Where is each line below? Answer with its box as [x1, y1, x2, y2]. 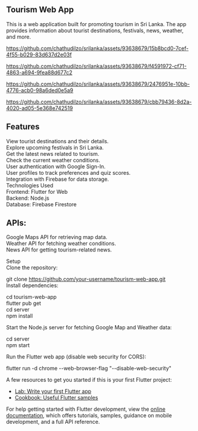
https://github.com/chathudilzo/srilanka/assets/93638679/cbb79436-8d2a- [6, 98, 192, 105]
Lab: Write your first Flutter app [14, 388, 92, 395]
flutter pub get [6, 300, 41, 307]
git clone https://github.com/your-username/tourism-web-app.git [6, 276, 166, 283]
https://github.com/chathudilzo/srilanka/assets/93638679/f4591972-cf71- [6, 62, 187, 70]
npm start [6, 342, 30, 349]
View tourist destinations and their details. [6, 137, 109, 144]
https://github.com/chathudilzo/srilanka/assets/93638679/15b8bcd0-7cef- [6, 45, 189, 52]
